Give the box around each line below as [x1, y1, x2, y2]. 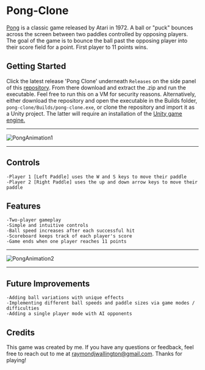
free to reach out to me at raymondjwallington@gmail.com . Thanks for [6, 350, 183, 357]
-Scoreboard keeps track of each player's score [6, 233, 132, 239]
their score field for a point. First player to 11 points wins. [6, 43, 148, 51]
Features [6, 201, 41, 211]
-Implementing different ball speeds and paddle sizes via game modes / [6, 300, 195, 306]
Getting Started [6, 61, 67, 72]
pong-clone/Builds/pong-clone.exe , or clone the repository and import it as [6, 103, 195, 111]
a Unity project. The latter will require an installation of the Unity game [6, 109, 182, 117]
